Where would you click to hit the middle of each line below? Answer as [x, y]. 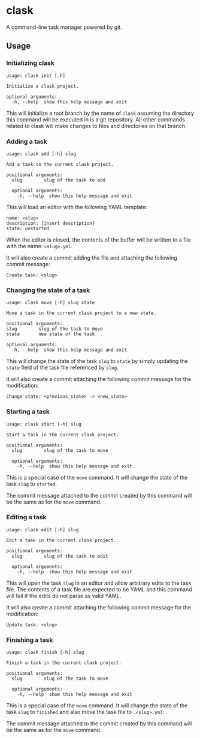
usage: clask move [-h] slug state [51, 303]
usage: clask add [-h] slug [41, 154]
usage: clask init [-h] [36, 76]
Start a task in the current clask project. [63, 435]
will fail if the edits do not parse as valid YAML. [64, 596]
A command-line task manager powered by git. [64, 27]
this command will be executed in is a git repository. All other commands [96, 119]
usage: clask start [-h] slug [44, 424]
